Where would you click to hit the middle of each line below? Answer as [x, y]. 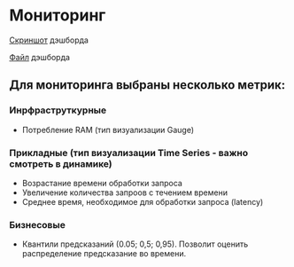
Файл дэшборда [40, 57]
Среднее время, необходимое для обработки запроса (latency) [143, 201]
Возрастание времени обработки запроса [102, 183]
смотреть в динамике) [61, 163]
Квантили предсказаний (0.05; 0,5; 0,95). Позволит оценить [135, 244]
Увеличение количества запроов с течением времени [125, 192]
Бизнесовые [38, 224]
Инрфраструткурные [58, 110]
